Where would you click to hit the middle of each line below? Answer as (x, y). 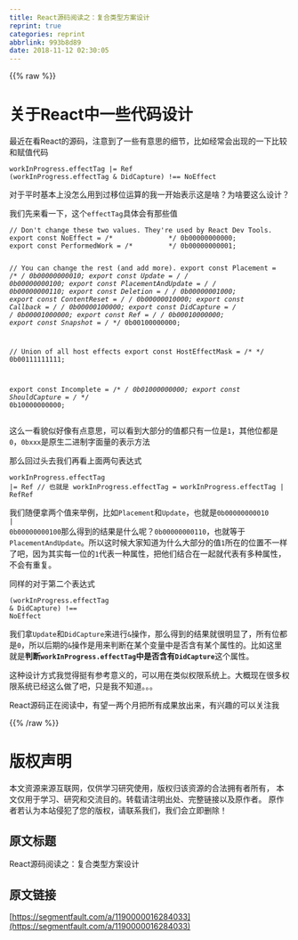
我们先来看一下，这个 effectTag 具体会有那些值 (93, 214)
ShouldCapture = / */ (49, 397)
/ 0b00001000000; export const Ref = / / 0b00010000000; (117, 315)
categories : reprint (48, 34)
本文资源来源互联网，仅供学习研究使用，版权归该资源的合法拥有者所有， (141, 788)
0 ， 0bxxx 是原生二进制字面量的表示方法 (80, 441)
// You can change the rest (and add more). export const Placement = (143, 268)
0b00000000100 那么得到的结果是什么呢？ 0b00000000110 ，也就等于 (128, 531)
